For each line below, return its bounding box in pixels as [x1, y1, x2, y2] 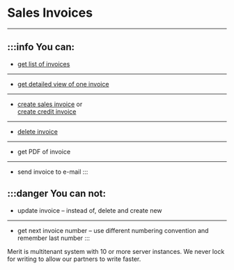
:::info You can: [7, 41, 75, 53]
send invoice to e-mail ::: [17, 167, 88, 176]
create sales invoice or [17, 100, 83, 108]
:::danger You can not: [7, 188, 107, 200]
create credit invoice [17, 107, 77, 116]
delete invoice [17, 127, 58, 135]
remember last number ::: [17, 234, 91, 242]
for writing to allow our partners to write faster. [7, 255, 141, 263]
